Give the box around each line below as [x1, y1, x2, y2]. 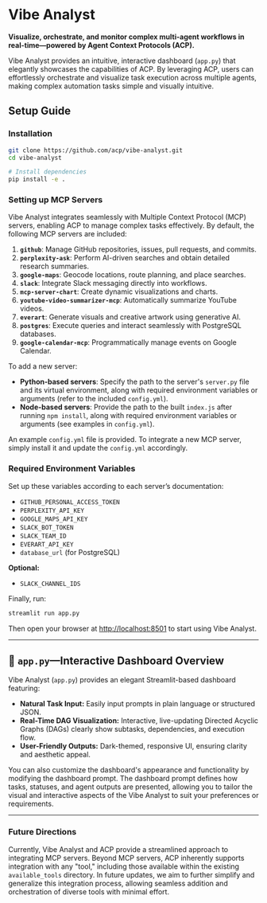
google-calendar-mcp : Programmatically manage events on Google [19, 338, 237, 347]
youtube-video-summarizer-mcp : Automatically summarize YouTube [19, 295, 237, 305]
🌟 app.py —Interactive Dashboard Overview [8, 654, 225, 667]
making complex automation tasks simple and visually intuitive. [8, 81, 215, 91]
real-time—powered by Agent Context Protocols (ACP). [8, 40, 195, 49]
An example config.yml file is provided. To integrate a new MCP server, [8, 435, 242, 444]
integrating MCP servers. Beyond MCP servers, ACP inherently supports [8, 853, 245, 862]
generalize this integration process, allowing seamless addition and [8, 878, 228, 888]
